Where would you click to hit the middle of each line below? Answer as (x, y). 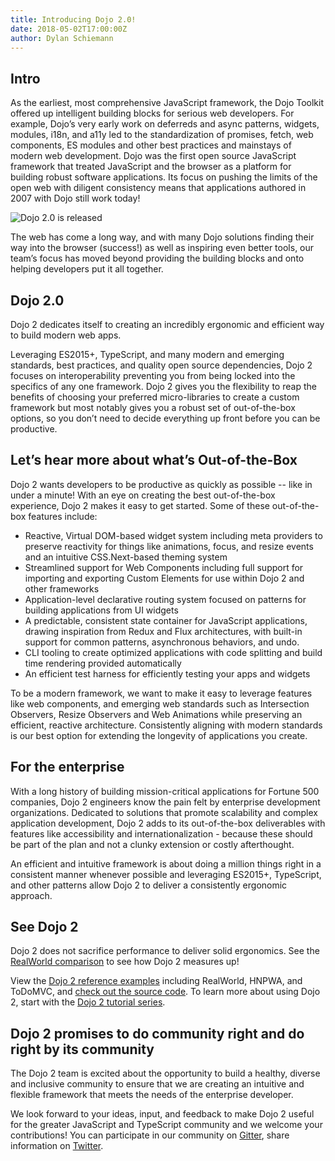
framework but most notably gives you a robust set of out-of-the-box (153, 407)
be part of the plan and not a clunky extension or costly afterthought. (152, 844)
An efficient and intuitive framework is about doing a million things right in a (166, 863)
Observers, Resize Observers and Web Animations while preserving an (156, 714)
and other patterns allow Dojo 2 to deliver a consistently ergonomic (149, 885)
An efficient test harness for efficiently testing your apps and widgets (167, 673)
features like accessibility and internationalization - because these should (161, 833)
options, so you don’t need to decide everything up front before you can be (165, 418)
